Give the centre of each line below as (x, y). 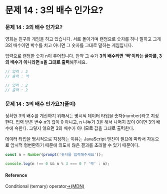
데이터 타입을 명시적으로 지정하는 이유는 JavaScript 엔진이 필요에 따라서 (75, 139)
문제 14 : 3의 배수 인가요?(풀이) (40, 104)
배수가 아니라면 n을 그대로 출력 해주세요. (49, 62)
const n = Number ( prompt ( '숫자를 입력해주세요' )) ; (54, 155)
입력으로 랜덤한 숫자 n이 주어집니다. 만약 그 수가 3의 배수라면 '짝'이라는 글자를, (82, 56)
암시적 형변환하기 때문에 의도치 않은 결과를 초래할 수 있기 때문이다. (75, 145)
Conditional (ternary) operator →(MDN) (45, 186)
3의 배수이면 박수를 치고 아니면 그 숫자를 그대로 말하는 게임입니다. (69, 45)
